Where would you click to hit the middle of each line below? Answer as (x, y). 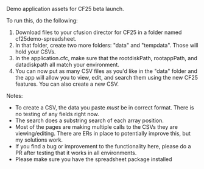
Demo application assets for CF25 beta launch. (65, 9)
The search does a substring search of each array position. (90, 120)
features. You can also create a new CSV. (67, 84)
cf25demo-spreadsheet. (46, 39)
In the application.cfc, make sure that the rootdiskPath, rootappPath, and (106, 58)
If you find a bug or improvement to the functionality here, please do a (103, 146)
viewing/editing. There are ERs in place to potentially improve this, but (103, 133)
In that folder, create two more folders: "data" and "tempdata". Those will (107, 45)
